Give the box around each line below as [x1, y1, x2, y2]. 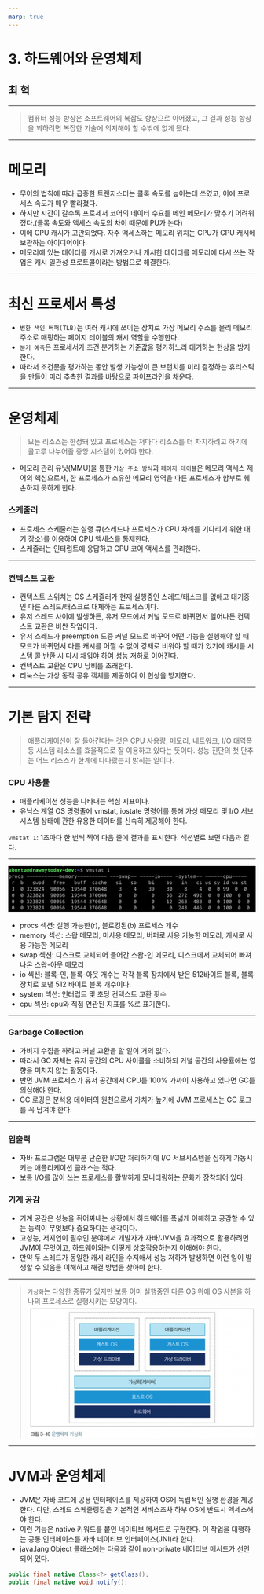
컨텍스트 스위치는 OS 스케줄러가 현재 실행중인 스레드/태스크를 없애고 [19, 592, 229, 601]
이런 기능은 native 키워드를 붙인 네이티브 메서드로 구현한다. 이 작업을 [19, 1524, 230, 1533]
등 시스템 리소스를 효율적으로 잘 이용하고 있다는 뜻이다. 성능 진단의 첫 [27, 745, 240, 755]
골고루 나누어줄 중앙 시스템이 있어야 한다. [27, 446, 154, 456]
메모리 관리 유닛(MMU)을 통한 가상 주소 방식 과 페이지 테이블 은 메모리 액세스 [19, 464, 245, 473]
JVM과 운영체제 [8, 1467, 106, 1485]
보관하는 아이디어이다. [19, 237, 88, 247]
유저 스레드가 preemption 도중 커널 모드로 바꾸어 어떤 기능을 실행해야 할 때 [19, 631, 250, 641]
